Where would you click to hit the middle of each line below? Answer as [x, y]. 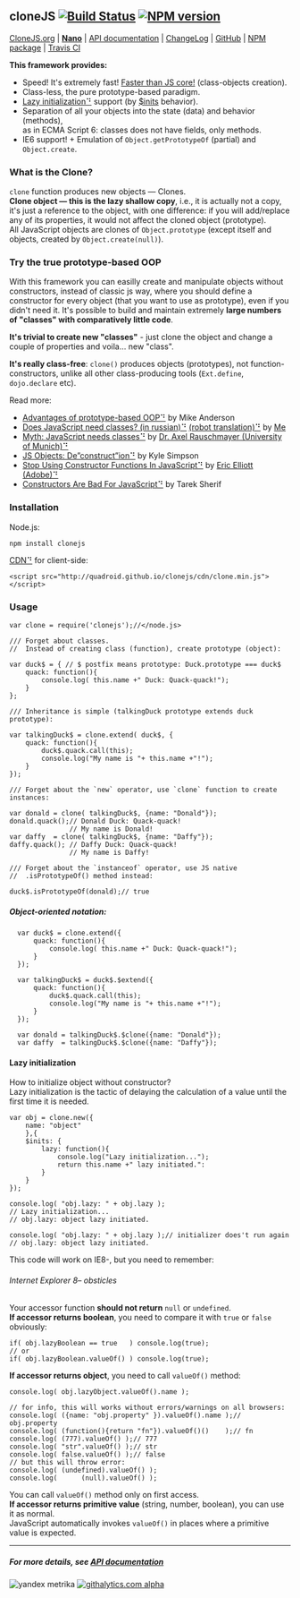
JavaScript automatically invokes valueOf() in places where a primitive [139, 1524]
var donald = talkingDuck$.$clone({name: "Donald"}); [119, 1035]
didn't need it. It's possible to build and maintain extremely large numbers [146, 311]
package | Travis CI [45, 47]
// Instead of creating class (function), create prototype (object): [145, 649]
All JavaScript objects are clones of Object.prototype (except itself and [141, 230]
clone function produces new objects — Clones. [98, 192]
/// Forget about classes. [59, 641]
